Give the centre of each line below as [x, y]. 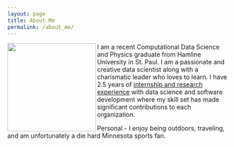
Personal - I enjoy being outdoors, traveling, [161, 129]
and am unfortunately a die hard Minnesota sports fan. [87, 136]
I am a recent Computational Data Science [159, 47]
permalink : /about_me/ [41, 27]
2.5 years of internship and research [150, 85]
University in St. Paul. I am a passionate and [161, 62]
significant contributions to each [144, 107]
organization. [116, 114]
